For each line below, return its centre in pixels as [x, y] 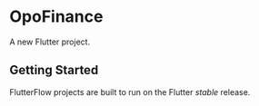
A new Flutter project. [50, 42]
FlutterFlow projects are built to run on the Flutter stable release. [130, 92]
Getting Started [54, 70]
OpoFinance [56, 17]
